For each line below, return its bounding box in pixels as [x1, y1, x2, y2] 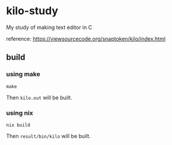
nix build [6, 122, 31, 128]
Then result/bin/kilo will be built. [6, 132, 91, 140]
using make [6, 70, 40, 78]
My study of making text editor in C [6, 24, 93, 31]
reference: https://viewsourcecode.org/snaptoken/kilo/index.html [6, 35, 166, 42]
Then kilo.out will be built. [6, 94, 72, 101]
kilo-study [6, 4, 58, 18]
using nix [6, 108, 34, 117]
